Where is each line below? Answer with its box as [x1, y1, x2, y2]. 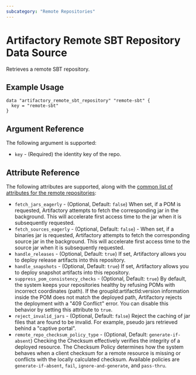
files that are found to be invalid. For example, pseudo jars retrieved [14, 319, 178, 325]
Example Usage [6, 82, 64, 92]
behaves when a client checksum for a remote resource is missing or [14, 350, 181, 356]
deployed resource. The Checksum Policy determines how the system [14, 343, 184, 350]
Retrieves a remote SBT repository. [6, 65, 90, 72]
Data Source [6, 46, 67, 59]
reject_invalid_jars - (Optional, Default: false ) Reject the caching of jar [14, 312, 191, 319]
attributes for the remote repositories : [6, 189, 97, 196]
